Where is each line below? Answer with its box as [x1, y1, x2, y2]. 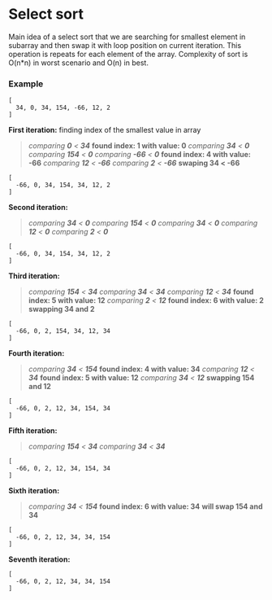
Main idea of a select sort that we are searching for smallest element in [8, 32, 246, 42]
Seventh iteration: [8, 554, 71, 564]
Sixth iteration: [8, 486, 60, 496]
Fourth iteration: [8, 348, 65, 358]
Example [8, 78, 44, 90]
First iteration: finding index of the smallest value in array [8, 125, 201, 135]
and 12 [28, 382, 51, 392]
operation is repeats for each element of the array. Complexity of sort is [8, 49, 248, 59]
